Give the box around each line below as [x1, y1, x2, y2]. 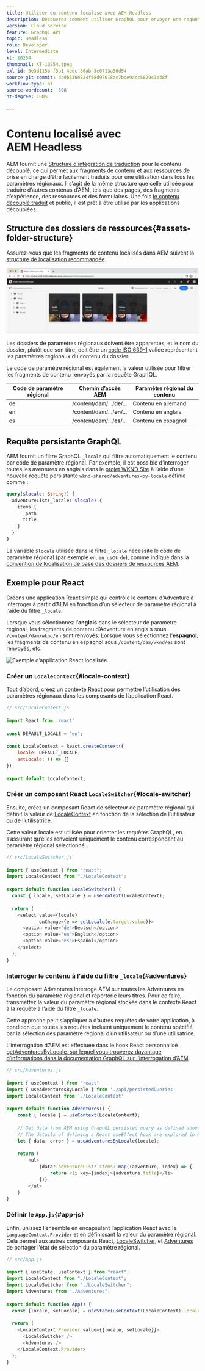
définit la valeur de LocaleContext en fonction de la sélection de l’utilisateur [6, 810, 196, 817]
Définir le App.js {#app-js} [6, 1210, 84, 1219]
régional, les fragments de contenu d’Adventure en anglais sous [6, 625, 167, 632]
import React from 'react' [6, 717, 75, 723]
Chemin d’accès [79, 385, 121, 392]
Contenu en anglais [132, 408, 182, 416]
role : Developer [6, 42, 48, 48]
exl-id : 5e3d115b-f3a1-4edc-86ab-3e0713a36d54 [6, 68, 127, 74]
